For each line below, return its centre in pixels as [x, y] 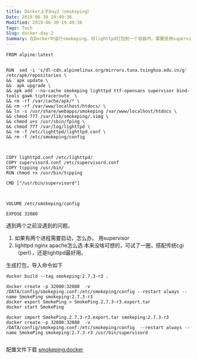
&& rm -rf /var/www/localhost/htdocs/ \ [56, 106]
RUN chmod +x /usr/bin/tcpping [44, 173]
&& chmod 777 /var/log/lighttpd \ [48, 127]
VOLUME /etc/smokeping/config [43, 204]
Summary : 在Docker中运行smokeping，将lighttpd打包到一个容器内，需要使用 [90, 39]
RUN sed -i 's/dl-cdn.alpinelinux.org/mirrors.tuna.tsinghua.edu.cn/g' [97, 70]
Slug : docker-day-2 [30, 33]
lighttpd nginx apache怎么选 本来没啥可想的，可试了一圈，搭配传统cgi [99, 245]
